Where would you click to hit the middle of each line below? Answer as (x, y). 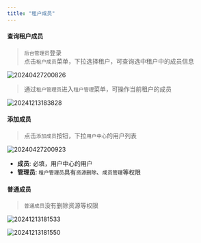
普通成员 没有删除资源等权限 (61, 205)
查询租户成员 (25, 36)
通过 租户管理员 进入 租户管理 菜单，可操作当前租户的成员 (98, 89)
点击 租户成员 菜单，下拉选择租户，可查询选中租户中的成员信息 (109, 61)
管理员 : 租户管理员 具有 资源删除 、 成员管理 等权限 (79, 172)
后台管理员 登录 (43, 53)
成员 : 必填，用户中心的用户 (55, 164)
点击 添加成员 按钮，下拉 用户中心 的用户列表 (80, 136)
